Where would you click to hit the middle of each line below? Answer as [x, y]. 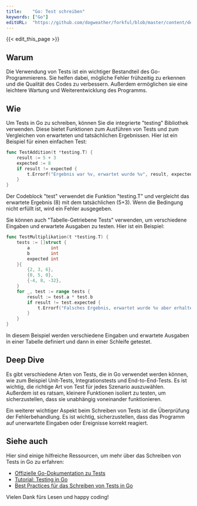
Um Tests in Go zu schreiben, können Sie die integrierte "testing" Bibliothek [97, 123]
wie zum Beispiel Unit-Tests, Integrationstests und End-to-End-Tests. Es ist [97, 380]
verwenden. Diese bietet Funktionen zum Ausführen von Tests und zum [92, 129]
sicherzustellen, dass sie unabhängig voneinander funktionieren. [84, 399]
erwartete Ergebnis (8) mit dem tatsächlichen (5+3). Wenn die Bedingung [95, 202]
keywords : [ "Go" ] [27, 17]
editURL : [17, 22]
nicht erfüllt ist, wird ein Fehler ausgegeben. [59, 209]
